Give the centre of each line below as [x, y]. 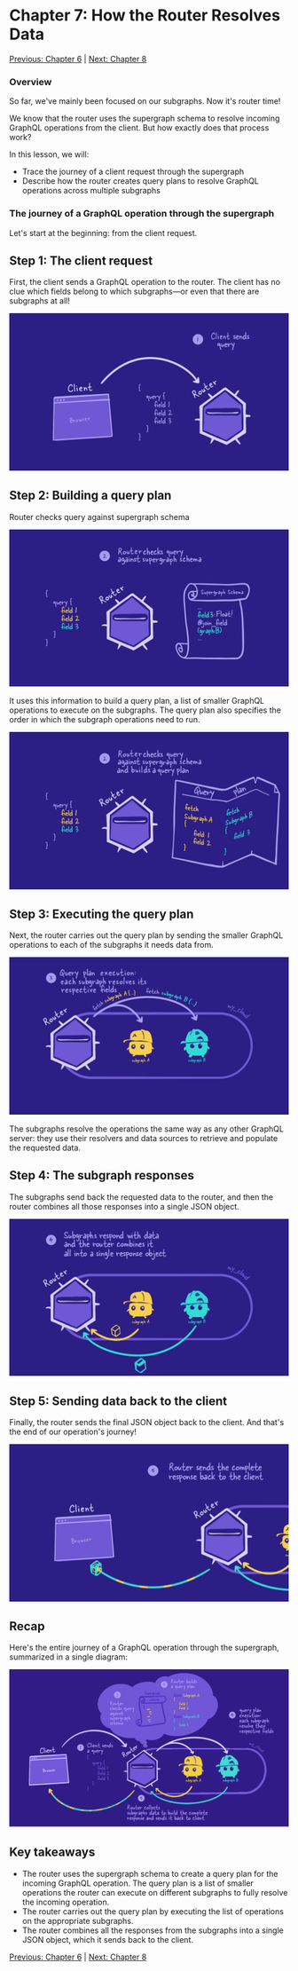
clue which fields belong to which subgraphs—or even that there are [134, 292]
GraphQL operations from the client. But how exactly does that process [139, 128]
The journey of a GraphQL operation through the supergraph [142, 214]
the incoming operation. [66, 1902]
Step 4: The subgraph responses [102, 1175]
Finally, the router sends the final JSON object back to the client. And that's [147, 1423]
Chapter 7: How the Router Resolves [145, 16]
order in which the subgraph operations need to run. [105, 720]
